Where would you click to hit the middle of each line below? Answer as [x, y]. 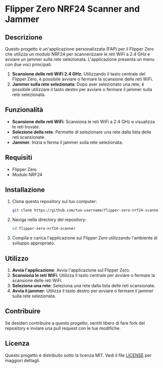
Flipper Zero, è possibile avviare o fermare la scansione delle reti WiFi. [82, 79]
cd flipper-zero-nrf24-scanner [44, 229]
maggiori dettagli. [23, 360]
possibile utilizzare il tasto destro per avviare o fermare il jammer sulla [82, 89]
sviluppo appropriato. [34, 243]
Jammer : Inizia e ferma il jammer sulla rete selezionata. [67, 142]
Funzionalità [24, 110]
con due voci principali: [28, 64]
